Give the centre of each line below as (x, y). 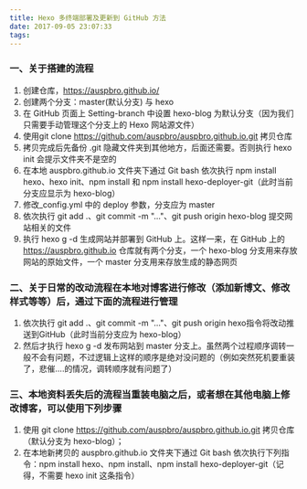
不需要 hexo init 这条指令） (89, 475)
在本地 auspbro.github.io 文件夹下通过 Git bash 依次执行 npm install (149, 170)
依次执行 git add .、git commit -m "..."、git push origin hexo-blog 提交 (153, 216)
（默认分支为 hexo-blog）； (73, 441)
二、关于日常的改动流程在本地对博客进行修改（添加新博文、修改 (150, 287)
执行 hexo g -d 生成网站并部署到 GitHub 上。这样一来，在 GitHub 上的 (154, 239)
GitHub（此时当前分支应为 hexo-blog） (112, 334)
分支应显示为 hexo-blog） (71, 193)
